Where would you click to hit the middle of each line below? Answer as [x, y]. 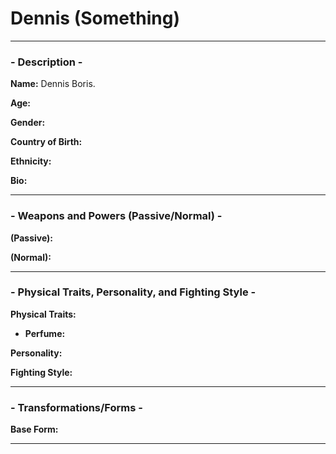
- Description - [46, 62]
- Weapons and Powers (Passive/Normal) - [116, 216]
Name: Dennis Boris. [53, 84]
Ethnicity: [31, 161]
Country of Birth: [46, 142]
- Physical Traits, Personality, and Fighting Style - [133, 292]
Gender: [28, 123]
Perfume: [45, 333]
